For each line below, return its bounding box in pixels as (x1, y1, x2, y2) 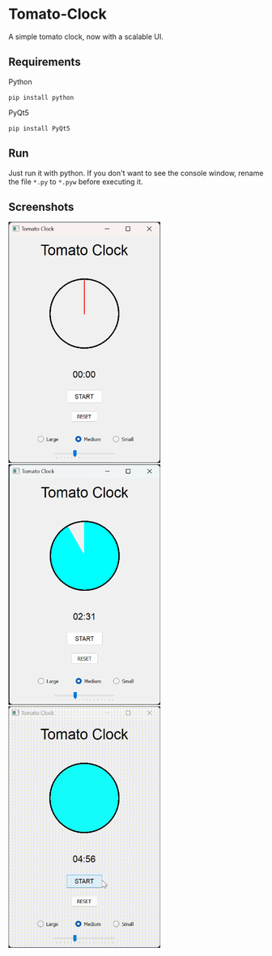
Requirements (8, 55, 81, 69)
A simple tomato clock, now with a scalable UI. (8, 32, 164, 41)
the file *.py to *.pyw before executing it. (8, 176, 143, 187)
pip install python (8, 93, 74, 101)
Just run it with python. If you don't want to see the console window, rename (8, 168, 264, 178)
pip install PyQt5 (8, 124, 70, 132)
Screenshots (8, 200, 74, 213)
